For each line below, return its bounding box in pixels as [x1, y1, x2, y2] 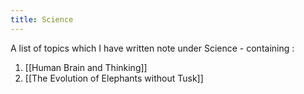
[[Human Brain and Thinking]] [24, 61, 148, 73]
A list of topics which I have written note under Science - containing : [10, 42, 295, 54]
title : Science [10, 14, 74, 25]
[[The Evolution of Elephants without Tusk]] [24, 72, 204, 84]
